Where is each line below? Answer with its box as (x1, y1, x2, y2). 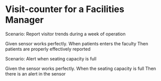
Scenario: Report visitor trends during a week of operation (5, 31, 126, 37)
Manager (5, 14, 44, 26)
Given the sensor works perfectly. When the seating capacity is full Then (5, 65, 156, 71)
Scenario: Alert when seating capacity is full (5, 55, 97, 61)
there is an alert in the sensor (5, 70, 66, 76)
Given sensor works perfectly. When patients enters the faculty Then (5, 40, 148, 46)
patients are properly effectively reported (5, 46, 91, 52)
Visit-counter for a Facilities (5, 4, 125, 15)
